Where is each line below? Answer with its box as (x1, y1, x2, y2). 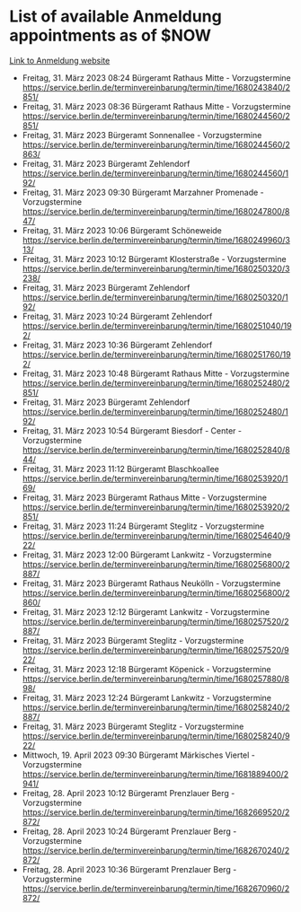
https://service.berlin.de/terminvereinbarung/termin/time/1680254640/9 (22, 530, 290, 540)
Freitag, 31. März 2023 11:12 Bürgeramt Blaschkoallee (22, 463, 220, 474)
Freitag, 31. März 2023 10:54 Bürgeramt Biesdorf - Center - (22, 425, 243, 436)
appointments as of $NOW (9, 25, 212, 46)
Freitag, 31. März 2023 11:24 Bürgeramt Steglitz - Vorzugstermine (22, 521, 265, 531)
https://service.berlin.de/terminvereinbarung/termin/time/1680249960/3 (22, 234, 290, 245)
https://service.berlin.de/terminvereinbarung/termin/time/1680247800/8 (22, 206, 290, 216)
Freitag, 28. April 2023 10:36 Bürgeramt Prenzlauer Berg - (22, 864, 237, 874)
